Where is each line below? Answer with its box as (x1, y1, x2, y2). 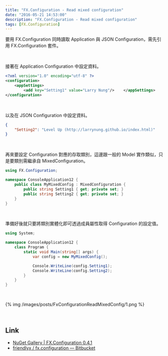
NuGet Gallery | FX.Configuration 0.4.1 (12, 339, 92, 345)
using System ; (5, 231, 36, 236)
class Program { (14, 245, 49, 250)
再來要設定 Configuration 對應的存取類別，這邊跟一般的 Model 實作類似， (5, 151, 159, 158)
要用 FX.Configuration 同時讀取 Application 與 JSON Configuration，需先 (5, 36, 157, 42)
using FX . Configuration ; (5, 168, 58, 173)
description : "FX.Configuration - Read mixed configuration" (5, 17, 138, 22)
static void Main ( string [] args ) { (23, 250, 99, 255)
